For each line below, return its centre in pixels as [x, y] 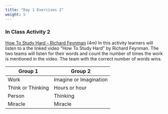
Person [16, 95]
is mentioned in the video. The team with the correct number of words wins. [83, 58]
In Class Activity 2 [28, 32]
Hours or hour [70, 87]
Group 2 [81, 71]
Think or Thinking [28, 87]
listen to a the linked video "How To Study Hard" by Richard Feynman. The [82, 48]
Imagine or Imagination [81, 79]
